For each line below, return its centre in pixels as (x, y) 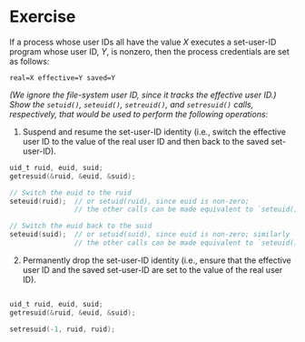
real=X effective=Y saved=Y (63, 78)
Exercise (43, 17)
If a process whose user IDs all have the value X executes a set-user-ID (143, 42)
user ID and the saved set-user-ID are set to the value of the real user (152, 269)
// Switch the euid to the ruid (70, 193)
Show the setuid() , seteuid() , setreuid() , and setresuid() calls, (132, 104)
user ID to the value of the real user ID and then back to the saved (146, 141)
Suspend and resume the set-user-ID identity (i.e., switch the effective (154, 131)
